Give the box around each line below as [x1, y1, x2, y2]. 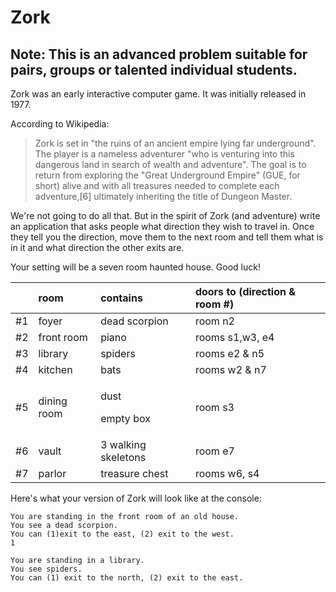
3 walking [100, 438, 147, 451]
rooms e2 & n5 [194, 347, 265, 360]
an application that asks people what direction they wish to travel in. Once [10, 221, 315, 232]
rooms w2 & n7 [194, 363, 267, 376]
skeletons [100, 451, 147, 464]
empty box [100, 412, 151, 425]
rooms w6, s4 [194, 467, 260, 480]
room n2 [194, 314, 235, 328]
